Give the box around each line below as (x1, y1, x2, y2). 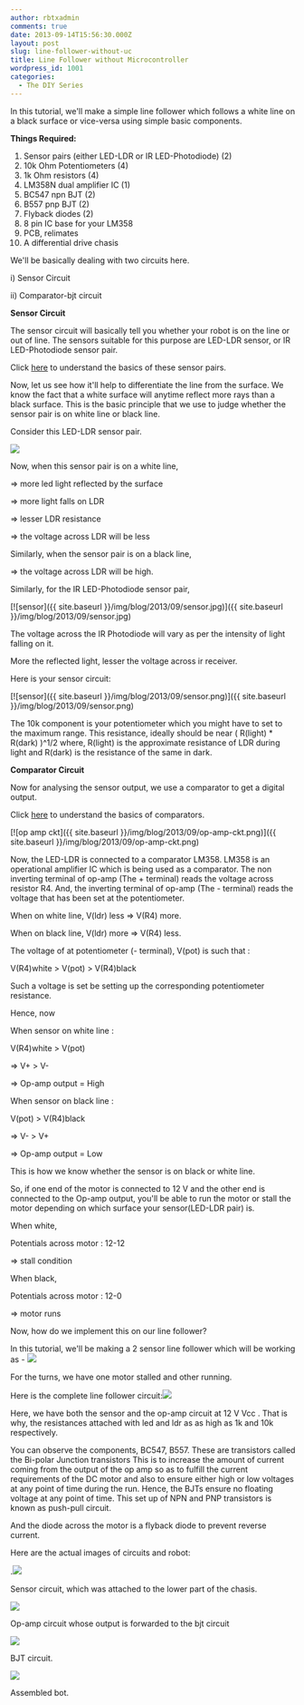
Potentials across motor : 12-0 (10, 1290, 122, 1301)
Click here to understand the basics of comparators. (10, 809, 205, 820)
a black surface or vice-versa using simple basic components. (10, 115, 242, 126)
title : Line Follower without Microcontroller (10, 55, 189, 64)
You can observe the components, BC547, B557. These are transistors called (10, 1444, 296, 1456)
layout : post (10, 38, 60, 48)
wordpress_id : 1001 (10, 64, 84, 73)
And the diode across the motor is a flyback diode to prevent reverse (10, 1520, 267, 1531)
